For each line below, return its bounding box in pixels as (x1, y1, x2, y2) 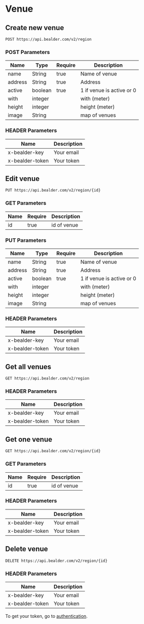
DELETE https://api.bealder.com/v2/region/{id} (5, 558, 108, 563)
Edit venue (5, 174, 40, 183)
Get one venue (5, 435, 52, 444)
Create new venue (5, 23, 64, 32)
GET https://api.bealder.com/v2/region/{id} (5, 449, 101, 454)
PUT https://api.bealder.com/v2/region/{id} (5, 188, 101, 193)
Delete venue (5, 545, 48, 553)
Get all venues (5, 362, 52, 371)
